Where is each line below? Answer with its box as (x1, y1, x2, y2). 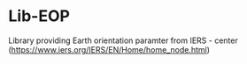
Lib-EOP (8, 6, 70, 26)
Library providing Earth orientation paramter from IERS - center (8, 35, 238, 46)
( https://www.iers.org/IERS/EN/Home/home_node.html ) (8, 44, 210, 54)
